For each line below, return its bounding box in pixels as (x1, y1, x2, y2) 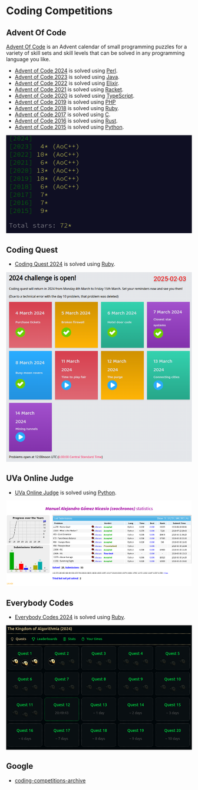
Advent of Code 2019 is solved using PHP (14, 98, 116, 105)
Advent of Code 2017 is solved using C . (14, 111, 111, 118)
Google (6, 761, 34, 771)
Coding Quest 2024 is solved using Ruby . (14, 260, 115, 267)
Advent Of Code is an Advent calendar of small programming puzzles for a (6, 43, 187, 50)
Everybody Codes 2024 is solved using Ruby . (14, 614, 126, 621)
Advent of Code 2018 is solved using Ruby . (14, 105, 120, 111)
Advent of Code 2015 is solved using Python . (14, 124, 124, 130)
